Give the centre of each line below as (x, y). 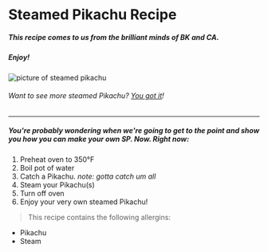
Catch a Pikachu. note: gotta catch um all (88, 176)
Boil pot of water (47, 167)
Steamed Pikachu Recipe (93, 15)
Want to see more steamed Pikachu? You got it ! (87, 96)
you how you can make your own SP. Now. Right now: (99, 139)
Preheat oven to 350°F (57, 159)
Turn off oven (42, 193)
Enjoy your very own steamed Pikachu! (84, 202)
